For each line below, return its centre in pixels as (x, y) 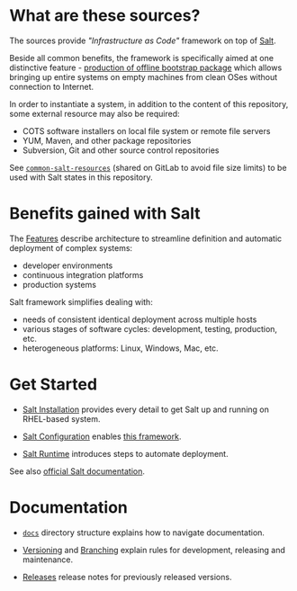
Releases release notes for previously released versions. (127, 577)
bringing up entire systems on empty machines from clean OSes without (144, 76)
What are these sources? (105, 16)
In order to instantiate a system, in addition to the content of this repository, (149, 103)
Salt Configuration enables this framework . (102, 436)
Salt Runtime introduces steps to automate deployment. (125, 453)
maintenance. (48, 560)
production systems (59, 284)
